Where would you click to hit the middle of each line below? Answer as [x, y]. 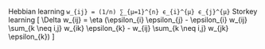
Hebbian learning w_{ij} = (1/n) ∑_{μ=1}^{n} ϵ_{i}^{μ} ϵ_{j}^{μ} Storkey [133, 11]
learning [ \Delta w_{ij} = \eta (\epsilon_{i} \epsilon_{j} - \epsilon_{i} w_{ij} [128, 20]
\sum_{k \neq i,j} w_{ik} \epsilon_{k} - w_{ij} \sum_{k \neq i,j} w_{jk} [119, 28]
